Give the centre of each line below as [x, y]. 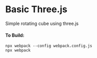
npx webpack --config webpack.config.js [49, 46]
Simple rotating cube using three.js [42, 23]
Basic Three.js [36, 9]
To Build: [15, 35]
